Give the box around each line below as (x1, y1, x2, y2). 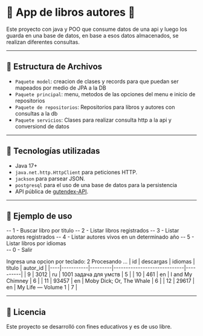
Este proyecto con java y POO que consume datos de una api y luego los (6, 25, 187, 33)
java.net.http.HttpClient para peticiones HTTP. (14, 168, 138, 176)
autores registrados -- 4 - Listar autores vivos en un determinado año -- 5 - (6, 233, 195, 241)
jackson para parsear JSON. (14, 175, 86, 182)
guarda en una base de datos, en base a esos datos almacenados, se (6, 31, 179, 39)
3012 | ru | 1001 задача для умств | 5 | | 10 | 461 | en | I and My (35, 271, 192, 278)
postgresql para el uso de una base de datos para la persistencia (14, 181, 177, 188)
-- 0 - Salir (6, 246, 33, 254)
